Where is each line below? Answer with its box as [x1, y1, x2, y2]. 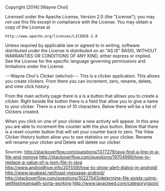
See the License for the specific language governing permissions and [5, 58, 146, 64]
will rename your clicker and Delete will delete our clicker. [5, 139, 122, 145]
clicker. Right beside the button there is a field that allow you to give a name [5, 98, 158, 104]
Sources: [5, 149, 24, 154]
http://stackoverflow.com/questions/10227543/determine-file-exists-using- [5, 175, 158, 181]
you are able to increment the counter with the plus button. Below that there [5, 123, 159, 129]
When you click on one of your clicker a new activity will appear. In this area [5, 118, 159, 124]
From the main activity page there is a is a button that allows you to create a [5, 93, 159, 99]
